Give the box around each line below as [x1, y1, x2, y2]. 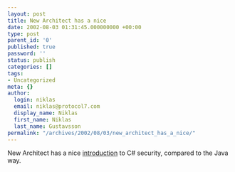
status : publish [7, 57, 56, 64]
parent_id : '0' [7, 37, 53, 44]
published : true [7, 43, 56, 50]
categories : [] [7, 63, 53, 70]
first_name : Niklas [14, 116, 72, 123]
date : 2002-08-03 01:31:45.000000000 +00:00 [7, 23, 142, 31]
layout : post [7, 10, 46, 18]
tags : [7, 70, 23, 77]
